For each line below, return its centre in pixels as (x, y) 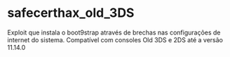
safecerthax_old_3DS (71, 13)
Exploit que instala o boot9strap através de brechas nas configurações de (114, 32)
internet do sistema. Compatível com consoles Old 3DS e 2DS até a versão (115, 39)
